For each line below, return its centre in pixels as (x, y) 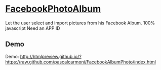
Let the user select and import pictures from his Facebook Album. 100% (80, 23)
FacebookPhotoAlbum (53, 9)
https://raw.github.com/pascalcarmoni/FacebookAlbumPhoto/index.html (80, 62)
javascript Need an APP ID (33, 28)
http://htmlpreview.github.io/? (51, 56)
